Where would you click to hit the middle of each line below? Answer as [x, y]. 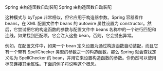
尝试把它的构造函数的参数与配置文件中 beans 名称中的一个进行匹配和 [87, 29]
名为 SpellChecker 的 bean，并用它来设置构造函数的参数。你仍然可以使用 [83, 58]
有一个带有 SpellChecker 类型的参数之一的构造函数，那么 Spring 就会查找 [79, 52]
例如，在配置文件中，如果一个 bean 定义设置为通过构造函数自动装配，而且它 [81, 46]
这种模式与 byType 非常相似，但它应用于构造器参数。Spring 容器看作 [74, 17]
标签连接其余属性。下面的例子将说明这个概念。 [52, 64]
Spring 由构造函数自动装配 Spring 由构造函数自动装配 [58, 7]
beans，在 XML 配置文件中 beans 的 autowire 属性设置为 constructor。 [76, 23]
